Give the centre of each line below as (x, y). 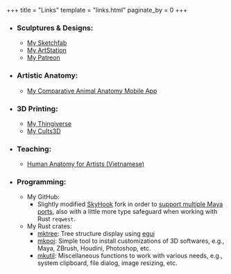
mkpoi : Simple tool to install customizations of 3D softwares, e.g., (131, 241)
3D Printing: (37, 109)
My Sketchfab (47, 43)
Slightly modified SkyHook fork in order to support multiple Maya (130, 204)
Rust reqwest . (56, 219)
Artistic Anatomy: (47, 75)
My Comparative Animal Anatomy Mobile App (92, 91)
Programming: (41, 182)
